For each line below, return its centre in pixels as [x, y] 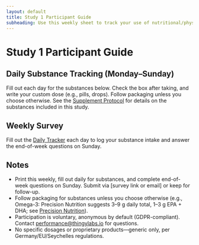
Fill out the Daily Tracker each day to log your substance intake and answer [98, 140]
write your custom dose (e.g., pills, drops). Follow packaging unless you [94, 94]
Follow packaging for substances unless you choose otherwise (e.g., [98, 198]
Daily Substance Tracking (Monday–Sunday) [90, 74]
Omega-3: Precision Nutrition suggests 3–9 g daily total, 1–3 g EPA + [98, 204]
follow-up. [27, 192]
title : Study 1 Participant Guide [49, 17]
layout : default [26, 12]
